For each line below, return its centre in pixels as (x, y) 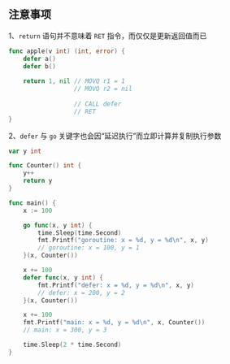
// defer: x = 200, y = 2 (82, 292)
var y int (25, 151)
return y (38, 181)
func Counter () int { (45, 166)
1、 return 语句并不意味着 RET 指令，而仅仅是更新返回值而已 (108, 36)
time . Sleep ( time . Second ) (80, 233)
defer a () (40, 58)
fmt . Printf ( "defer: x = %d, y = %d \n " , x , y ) (116, 285)
